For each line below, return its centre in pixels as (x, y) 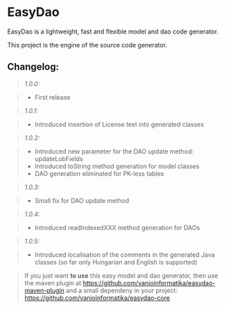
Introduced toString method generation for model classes (117, 166)
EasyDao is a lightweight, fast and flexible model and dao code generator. (113, 31)
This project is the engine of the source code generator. (87, 45)
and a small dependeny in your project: (122, 290)
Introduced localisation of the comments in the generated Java (125, 255)
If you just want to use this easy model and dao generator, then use (121, 276)
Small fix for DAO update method (82, 200)
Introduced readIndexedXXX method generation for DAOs (117, 227)
